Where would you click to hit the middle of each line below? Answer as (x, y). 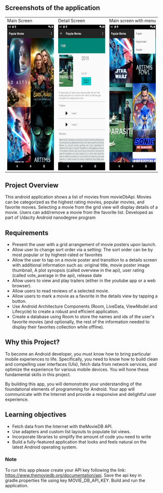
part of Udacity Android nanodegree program (50, 217)
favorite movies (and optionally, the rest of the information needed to (81, 322)
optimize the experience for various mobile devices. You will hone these (77, 369)
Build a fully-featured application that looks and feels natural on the (79, 442)
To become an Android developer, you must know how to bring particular (78, 354)
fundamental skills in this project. (38, 374)
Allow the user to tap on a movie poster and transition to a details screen (84, 260)
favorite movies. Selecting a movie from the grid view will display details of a (81, 207)
